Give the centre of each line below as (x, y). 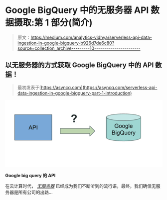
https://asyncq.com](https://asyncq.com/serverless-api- (99, 87)
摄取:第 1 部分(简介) (53, 23)
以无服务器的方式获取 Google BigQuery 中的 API (80, 65)
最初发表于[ (29, 87)
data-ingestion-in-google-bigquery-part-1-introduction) (75, 93)
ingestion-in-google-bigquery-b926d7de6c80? (66, 43)
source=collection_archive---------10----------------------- (79, 48)
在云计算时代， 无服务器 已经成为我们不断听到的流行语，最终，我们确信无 (81, 186)
